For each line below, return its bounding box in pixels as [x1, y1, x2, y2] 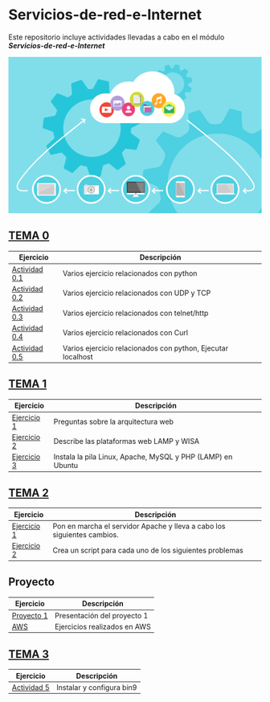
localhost [63, 351, 94, 361]
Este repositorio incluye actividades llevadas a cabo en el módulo [8, 32, 225, 42]
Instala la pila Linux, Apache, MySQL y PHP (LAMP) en [53, 452, 233, 462]
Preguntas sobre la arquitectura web [53, 417, 174, 427]
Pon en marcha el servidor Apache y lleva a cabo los [52, 521, 227, 532]
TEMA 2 [8, 486, 50, 500]
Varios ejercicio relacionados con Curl [63, 327, 189, 337]
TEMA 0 [8, 229, 50, 243]
